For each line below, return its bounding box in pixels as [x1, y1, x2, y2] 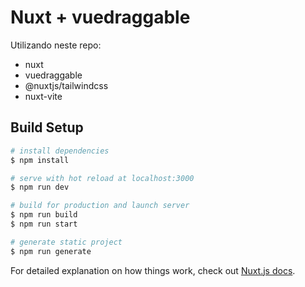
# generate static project [10, 237, 123, 247]
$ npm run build [10, 210, 78, 220]
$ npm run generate [10, 246, 92, 256]
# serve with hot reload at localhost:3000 [10, 173, 195, 183]
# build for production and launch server [10, 201, 190, 211]
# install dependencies [10, 146, 110, 156]
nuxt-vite [24, 90, 63, 102]
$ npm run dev [10, 182, 70, 193]
